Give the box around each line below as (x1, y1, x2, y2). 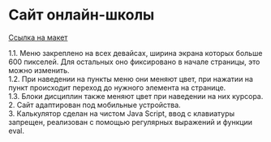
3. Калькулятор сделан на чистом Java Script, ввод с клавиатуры (8, 108, 235, 118)
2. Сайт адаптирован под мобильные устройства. (8, 100, 181, 110)
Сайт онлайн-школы (8, 6, 155, 24)
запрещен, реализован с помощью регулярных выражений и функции (8, 117, 253, 127)
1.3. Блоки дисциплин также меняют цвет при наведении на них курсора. (8, 91, 264, 101)
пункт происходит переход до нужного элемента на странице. (8, 83, 226, 93)
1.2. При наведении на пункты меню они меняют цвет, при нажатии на (8, 74, 254, 84)
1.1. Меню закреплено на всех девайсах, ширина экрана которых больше (8, 48, 263, 58)
